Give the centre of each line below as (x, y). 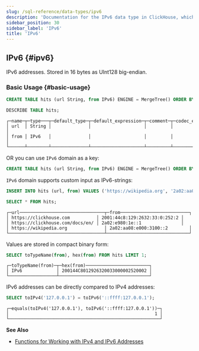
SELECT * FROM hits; (32, 202)
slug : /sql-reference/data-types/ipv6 (54, 12)
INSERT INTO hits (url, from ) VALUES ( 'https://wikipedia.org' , (87, 191)
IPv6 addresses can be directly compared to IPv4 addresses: (81, 287)
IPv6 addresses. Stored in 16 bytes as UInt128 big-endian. (77, 72)
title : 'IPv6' (24, 34)
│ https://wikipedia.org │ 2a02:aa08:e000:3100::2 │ (99, 228)
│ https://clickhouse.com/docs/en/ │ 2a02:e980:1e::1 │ (95, 223)
